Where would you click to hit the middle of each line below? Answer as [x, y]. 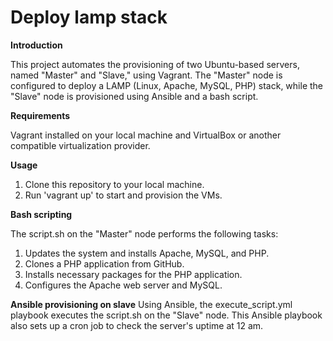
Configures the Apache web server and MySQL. [123, 285]
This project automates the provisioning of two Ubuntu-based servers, [155, 64]
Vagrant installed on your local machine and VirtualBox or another [146, 135]
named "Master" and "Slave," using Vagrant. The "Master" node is [146, 75]
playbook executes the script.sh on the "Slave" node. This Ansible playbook [166, 315]
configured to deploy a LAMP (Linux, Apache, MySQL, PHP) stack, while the [167, 85]
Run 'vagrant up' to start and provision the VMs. [123, 195]
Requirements [40, 115]
